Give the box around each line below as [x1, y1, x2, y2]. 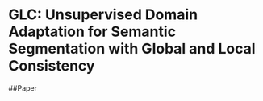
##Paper [8, 83, 38, 93]
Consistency [8, 57, 95, 75]
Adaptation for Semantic [8, 22, 176, 41]
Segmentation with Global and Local [8, 40, 256, 58]
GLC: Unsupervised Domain [8, 6, 198, 24]
